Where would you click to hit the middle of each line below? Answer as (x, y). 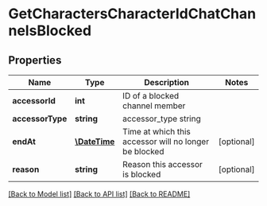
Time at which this (157, 132)
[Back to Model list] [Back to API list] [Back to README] (99, 194)
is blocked (142, 174)
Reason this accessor (163, 164)
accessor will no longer (166, 142)
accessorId (34, 101)
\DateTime (95, 142)
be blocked (143, 152)
